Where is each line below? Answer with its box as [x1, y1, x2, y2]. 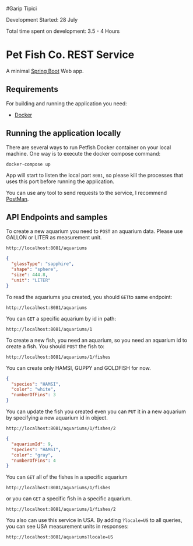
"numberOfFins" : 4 [11, 458, 57, 463]
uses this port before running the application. [6, 178, 115, 185]
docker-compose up [6, 161, 51, 167]
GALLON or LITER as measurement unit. [6, 234, 102, 241]
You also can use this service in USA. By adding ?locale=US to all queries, [6, 517, 183, 524]
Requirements [6, 84, 58, 94]
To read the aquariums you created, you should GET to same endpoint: [6, 293, 173, 300]
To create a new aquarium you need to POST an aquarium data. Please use [6, 228, 183, 235]
